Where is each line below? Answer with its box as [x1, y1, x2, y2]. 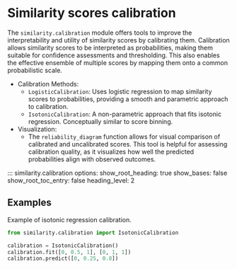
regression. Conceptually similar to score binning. [28, 117, 173, 125]
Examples [7, 197, 52, 209]
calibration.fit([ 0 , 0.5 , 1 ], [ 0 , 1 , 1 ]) [7, 248, 132, 256]
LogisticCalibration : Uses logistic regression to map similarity [28, 87, 212, 96]
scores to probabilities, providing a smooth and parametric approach [28, 94, 229, 103]
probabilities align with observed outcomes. [28, 154, 156, 164]
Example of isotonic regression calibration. [7, 215, 132, 224]
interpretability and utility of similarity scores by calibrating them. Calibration [7, 35, 230, 44]
